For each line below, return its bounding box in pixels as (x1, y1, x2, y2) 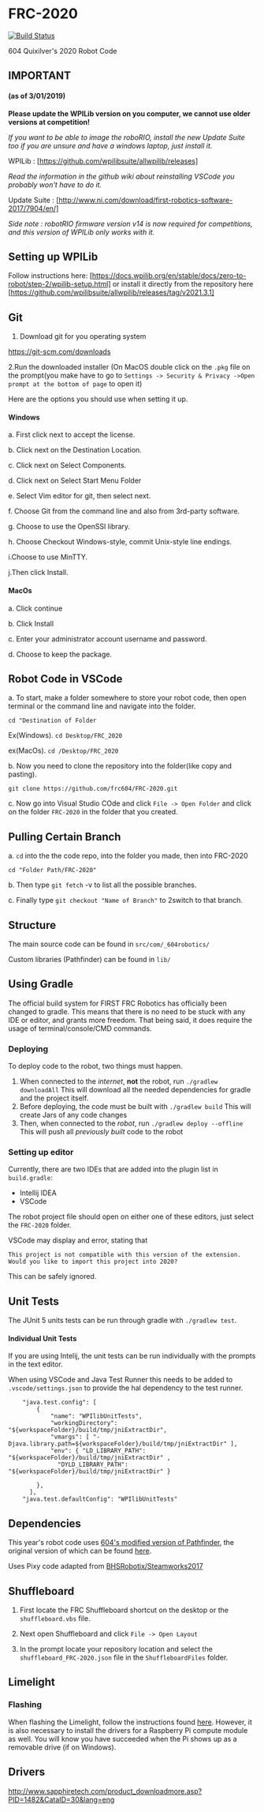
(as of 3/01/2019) (8, 91, 66, 100)
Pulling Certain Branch (8, 830, 121, 844)
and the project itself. (19, 1093, 89, 1103)
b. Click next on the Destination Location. (8, 445, 142, 455)
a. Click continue (8, 603, 63, 613)
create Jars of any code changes (19, 1111, 128, 1120)
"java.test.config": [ (22, 1399, 97, 1407)
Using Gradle (8, 977, 73, 991)
